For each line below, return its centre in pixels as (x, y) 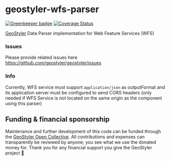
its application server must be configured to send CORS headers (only (79, 92)
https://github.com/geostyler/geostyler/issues (53, 63)
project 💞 (15, 153)
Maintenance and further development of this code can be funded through (83, 132)
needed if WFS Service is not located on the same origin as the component (84, 98)
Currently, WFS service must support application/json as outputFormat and (85, 87)
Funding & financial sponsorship (58, 119)
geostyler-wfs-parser (52, 9)
